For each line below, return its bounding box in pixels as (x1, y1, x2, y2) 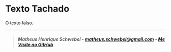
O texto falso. (5, 20, 34, 26)
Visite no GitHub (17, 41, 53, 47)
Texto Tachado (5, 3, 70, 15)
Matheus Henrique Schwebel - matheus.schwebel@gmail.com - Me (17, 36, 165, 42)
